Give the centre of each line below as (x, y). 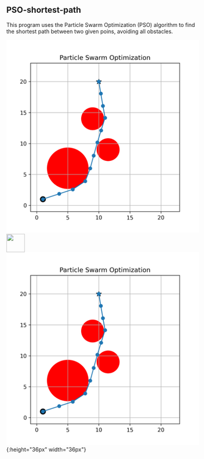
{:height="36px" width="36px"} (46, 449)
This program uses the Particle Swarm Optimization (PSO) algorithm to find (101, 24)
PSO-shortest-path (44, 10)
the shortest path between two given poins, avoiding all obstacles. (90, 31)
